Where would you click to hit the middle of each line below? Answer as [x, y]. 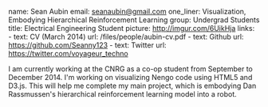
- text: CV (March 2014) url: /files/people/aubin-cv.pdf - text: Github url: [126, 36]
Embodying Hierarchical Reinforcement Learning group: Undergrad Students [134, 20]
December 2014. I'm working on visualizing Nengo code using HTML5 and [130, 77]
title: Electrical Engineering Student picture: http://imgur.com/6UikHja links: [132, 28]
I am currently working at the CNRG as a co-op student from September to [130, 69]
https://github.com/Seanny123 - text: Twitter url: [87, 45]
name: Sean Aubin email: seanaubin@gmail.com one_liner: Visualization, [127, 11]
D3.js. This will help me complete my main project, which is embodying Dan [132, 86]
